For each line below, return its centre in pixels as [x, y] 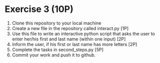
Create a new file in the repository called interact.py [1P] [70, 28]
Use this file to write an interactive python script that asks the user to [84, 33]
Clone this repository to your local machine [57, 23]
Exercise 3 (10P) [39, 9]
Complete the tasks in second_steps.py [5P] [58, 49]
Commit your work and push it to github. [54, 55]
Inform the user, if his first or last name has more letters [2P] [74, 44]
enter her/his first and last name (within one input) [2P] [69, 39]
